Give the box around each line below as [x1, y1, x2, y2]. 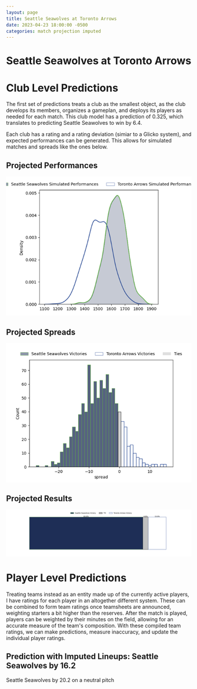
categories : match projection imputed [6, 28, 101, 34]
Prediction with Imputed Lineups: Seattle [6, 651, 159, 662]
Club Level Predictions [6, 81, 119, 94]
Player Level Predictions [6, 571, 127, 584]
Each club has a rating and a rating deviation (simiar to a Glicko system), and [6, 131, 192, 138]
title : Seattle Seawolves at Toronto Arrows [6, 15, 117, 22]
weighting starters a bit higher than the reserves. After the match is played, [6, 609, 188, 617]
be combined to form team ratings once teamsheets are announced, [6, 603, 172, 610]
